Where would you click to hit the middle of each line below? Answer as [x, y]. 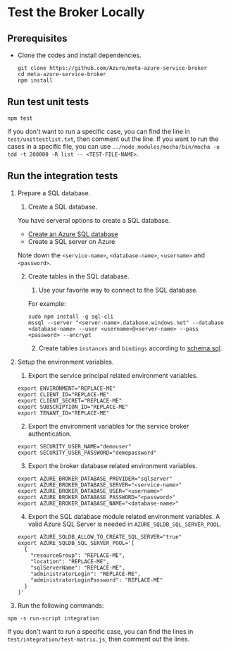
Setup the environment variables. [65, 362]
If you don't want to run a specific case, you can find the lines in [100, 631]
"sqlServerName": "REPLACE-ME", [78, 568]
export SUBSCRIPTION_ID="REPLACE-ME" [73, 407]
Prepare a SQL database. [54, 193]
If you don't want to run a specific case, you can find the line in [99, 131]
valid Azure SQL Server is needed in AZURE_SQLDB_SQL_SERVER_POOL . [125, 524]
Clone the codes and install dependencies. [80, 55]
